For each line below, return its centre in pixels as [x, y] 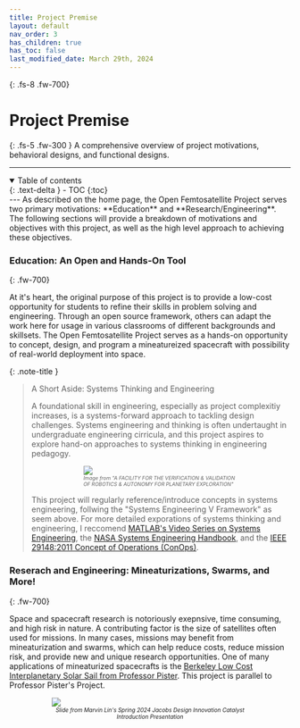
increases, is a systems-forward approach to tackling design [142, 415]
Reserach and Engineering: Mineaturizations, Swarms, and [140, 571]
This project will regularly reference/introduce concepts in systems [154, 500]
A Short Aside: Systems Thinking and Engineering [123, 389]
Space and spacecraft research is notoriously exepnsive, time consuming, [146, 618]
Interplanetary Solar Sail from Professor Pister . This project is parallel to [141, 675]
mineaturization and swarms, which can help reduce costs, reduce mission [147, 647]
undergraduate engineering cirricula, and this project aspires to [147, 435]
